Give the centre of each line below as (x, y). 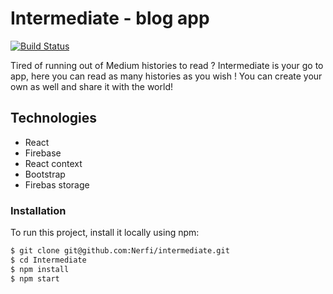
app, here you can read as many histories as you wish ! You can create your (166, 76)
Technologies (54, 118)
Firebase (43, 153)
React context (53, 163)
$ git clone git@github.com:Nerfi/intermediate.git (120, 251)
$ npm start (35, 278)
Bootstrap (45, 174)
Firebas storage (57, 184)
